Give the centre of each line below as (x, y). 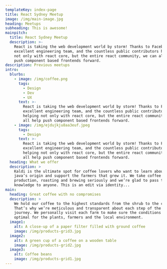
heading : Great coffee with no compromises (55, 194)
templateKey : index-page (31, 10)
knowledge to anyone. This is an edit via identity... (72, 185)
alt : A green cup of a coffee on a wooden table (65, 240)
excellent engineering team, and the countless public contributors (86, 51)
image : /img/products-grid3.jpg (47, 231)
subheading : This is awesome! (37, 28)
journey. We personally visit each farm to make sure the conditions (88, 213)
